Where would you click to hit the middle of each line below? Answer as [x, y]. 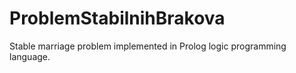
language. [30, 56]
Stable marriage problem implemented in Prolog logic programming [148, 46]
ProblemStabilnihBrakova [117, 18]
